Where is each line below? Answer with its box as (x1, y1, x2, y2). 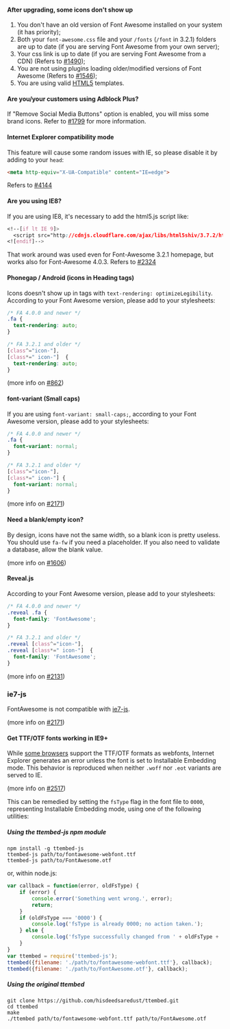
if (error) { (19, 889, 57, 896)
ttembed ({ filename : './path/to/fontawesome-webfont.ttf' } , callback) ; (7, 959, 213, 966)
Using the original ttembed (7, 980, 85, 989)
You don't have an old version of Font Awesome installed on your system (16, 21, 222, 29)
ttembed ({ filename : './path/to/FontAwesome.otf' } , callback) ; (7, 965, 188, 972)
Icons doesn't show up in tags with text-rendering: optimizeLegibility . (7, 289, 214, 297)
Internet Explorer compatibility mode (7, 133, 114, 141)
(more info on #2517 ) (7, 784, 66, 792)
